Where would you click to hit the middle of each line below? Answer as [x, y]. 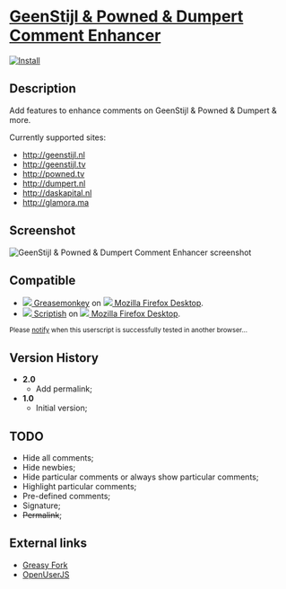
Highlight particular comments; [79, 486]
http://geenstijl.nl [53, 154]
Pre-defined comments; [66, 496]
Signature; [41, 505]
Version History [54, 358]
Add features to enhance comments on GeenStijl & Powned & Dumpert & [143, 110]
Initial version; [61, 408]
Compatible [43, 280]
